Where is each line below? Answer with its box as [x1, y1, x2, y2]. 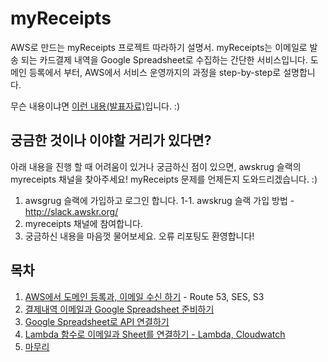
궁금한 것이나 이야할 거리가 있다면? [10, 132, 212, 149]
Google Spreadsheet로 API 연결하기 [24, 315, 170, 327]
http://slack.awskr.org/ [24, 205, 119, 217]
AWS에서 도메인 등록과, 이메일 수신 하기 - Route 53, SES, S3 [24, 290, 265, 302]
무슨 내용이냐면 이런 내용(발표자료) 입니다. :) [10, 100, 181, 112]
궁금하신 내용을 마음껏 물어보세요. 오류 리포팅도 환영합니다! [24, 230, 255, 242]
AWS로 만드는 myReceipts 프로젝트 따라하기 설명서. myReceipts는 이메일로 [10, 41, 308, 53]
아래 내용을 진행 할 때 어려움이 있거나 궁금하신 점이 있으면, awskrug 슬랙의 [10, 160, 302, 172]
